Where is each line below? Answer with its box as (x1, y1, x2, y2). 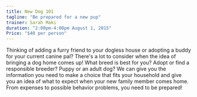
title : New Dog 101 (6, 8, 54, 15)
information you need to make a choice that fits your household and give (6, 72, 182, 79)
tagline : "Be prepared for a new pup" (6, 14, 101, 20)
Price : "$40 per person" (6, 31, 67, 36)
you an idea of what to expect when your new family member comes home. (6, 78, 189, 85)
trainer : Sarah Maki (6, 19, 57, 25)
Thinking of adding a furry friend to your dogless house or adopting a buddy (6, 46, 191, 53)
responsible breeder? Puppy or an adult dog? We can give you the (6, 65, 166, 72)
